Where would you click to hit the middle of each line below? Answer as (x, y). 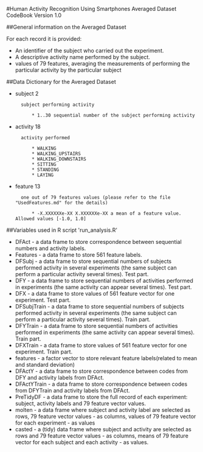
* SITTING (44, 164)
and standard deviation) (45, 365)
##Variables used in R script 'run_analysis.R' (62, 230)
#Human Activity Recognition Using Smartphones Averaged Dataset (91, 9)
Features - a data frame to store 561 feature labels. (79, 255)
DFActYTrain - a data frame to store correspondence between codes (101, 384)
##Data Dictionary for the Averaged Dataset (61, 82)
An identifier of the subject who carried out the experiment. (89, 50)
